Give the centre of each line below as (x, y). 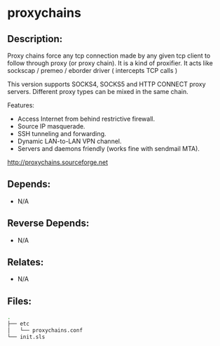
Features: (21, 105)
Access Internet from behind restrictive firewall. (86, 119)
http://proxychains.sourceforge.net (58, 162)
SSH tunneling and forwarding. (62, 134)
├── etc (19, 324)
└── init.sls (26, 337)
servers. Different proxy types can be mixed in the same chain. (98, 92)
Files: (19, 301)
